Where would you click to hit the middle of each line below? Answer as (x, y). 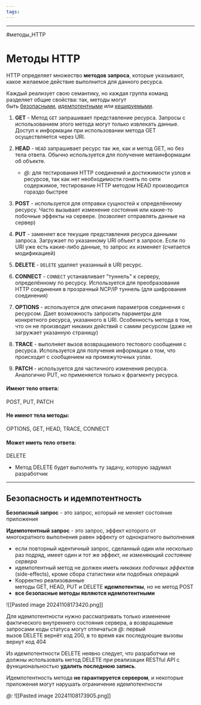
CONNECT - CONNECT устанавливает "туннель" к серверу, (87, 276)
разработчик (31, 474)
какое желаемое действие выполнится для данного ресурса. (85, 81)
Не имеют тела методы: (38, 415)
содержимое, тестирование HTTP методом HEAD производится (106, 185)
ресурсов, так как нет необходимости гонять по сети (92, 179)
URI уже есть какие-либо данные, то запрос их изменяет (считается (102, 247)
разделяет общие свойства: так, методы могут (66, 99)
